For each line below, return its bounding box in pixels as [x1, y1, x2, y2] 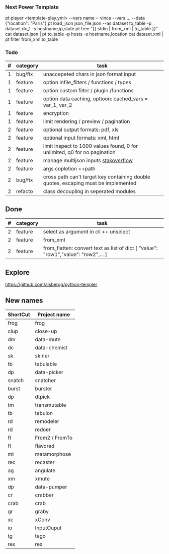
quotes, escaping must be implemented [43, 179, 137, 187]
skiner [35, 352, 50, 359]
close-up [35, 328, 57, 335]
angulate [35, 467, 56, 474]
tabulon [35, 410, 53, 417]
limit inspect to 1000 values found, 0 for [43, 142, 138, 149]
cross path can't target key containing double [43, 173, 151, 180]
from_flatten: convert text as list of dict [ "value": [43, 244, 157, 252]
